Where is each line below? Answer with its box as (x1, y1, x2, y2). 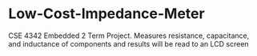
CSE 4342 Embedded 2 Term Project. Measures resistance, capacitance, (8, 31, 250, 40)
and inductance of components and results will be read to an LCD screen (8, 39, 250, 48)
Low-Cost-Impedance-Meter (8, 5, 206, 23)
